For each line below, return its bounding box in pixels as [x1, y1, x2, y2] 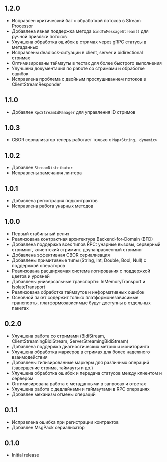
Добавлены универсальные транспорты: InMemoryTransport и [11, 278, 146, 284]
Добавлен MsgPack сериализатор [11, 424, 85, 430]
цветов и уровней [11, 273, 50, 279]
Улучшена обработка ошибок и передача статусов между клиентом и [11, 370, 162, 376]
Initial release [11, 452, 39, 458]
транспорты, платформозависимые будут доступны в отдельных [11, 300, 151, 306]
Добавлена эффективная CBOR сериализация [11, 252, 110, 258]
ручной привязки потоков [11, 33, 67, 39]
